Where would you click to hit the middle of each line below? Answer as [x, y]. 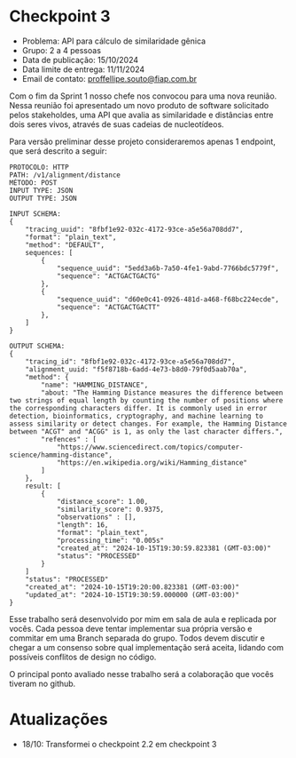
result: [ [43, 486]
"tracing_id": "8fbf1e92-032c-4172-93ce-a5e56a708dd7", [131, 362]
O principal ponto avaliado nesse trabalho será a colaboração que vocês [142, 674]
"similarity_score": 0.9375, [110, 509]
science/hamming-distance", [61, 455]
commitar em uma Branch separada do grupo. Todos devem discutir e [137, 638]
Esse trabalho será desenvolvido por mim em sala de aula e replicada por [143, 618]
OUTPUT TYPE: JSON [43, 198]
